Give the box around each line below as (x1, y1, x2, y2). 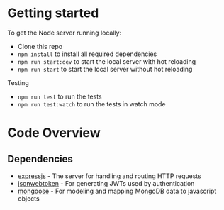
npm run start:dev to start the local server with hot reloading (17, 57, 196, 65)
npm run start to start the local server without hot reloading (17, 65, 193, 73)
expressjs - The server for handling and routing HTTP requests (17, 172, 202, 180)
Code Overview (7, 125, 101, 141)
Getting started (7, 5, 99, 21)
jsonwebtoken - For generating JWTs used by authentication (17, 179, 195, 187)
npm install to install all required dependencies (17, 50, 157, 58)
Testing (7, 78, 30, 87)
